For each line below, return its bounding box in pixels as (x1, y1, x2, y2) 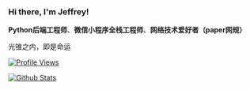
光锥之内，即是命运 (8, 42, 71, 51)
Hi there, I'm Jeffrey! (8, 6, 89, 17)
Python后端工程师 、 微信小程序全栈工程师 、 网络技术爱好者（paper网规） (8, 25, 247, 35)
